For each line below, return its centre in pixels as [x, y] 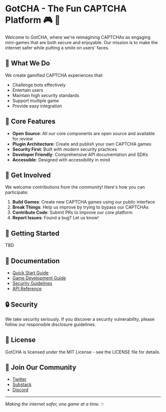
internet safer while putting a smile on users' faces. [57, 48]
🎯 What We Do [28, 63]
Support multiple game [36, 101]
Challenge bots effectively [39, 85]
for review [22, 139]
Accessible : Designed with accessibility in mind [61, 159]
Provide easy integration [37, 106]
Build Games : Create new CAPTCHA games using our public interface [83, 202]
